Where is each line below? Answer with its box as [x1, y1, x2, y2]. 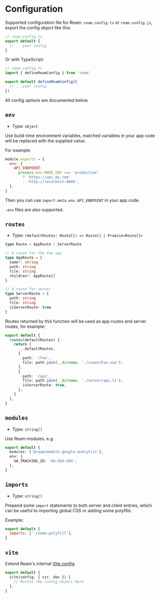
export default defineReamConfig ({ [5, 80, 78, 84]
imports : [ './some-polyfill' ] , [9, 531, 73, 536]
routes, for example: [5, 323, 45, 329]
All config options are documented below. [5, 97, 89, 103]
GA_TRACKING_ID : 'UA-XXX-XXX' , [14, 458, 78, 464]
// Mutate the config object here [14, 579, 84, 584]
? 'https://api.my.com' [22, 175, 71, 180]
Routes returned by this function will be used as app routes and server [5, 318, 146, 324]
